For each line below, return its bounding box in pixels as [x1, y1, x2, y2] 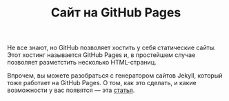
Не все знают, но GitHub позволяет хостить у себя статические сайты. [7, 43, 216, 52]
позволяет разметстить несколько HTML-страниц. [7, 58, 157, 67]
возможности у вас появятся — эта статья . [7, 86, 135, 94]
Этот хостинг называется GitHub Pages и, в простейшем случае [7, 51, 196, 59]
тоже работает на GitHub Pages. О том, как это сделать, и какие [7, 79, 197, 87]
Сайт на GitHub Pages [50, 5, 181, 21]
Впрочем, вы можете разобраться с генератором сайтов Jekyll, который [7, 71, 223, 80]
